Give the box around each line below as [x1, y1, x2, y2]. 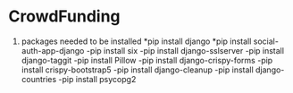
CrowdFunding [8, 6, 121, 27]
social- [253, 36, 279, 46]
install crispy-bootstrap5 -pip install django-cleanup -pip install [21, 64, 254, 75]
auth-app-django [21, 45, 85, 55]
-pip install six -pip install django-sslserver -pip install [86, 45, 285, 55]
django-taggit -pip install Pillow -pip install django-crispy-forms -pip [21, 55, 273, 65]
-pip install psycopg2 [58, 73, 137, 84]
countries [21, 73, 57, 84]
